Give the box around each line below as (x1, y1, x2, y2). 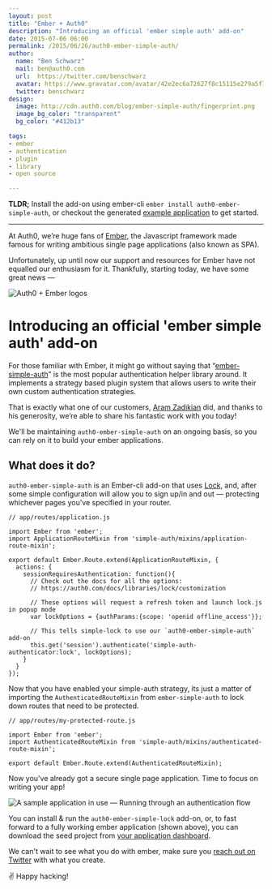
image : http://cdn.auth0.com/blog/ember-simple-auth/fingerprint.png (15, 102, 255, 110)
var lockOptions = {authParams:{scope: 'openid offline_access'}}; (29, 612, 263, 621)
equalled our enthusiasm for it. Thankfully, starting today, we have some (8, 264, 249, 274)
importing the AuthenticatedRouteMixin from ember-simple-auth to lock (8, 692, 244, 702)
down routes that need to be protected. (8, 701, 139, 711)
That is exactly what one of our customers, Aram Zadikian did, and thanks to (8, 402, 263, 412)
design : (8, 95, 35, 103)
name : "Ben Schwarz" (15, 58, 85, 66)
